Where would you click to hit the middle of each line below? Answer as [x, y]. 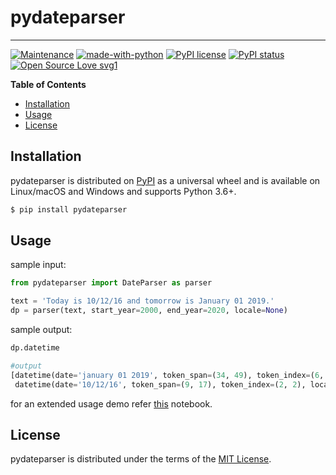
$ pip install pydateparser [69, 209]
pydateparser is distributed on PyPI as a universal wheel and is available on [165, 180]
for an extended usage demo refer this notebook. [111, 403]
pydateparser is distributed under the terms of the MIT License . [141, 459]
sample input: [38, 265]
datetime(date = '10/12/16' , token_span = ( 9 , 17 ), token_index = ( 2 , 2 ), [160, 384]
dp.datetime [35, 348]
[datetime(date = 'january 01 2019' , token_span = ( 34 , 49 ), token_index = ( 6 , [167, 375]
